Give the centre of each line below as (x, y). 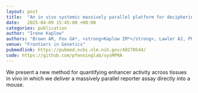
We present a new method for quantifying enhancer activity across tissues (96, 72)
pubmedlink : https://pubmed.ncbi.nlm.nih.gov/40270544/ (76, 50)
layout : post (22, 11)
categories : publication (37, 28)
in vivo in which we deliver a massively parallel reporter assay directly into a (98, 78)
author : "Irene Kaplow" (35, 34)
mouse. (15, 84)
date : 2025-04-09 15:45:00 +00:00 (51, 22)
